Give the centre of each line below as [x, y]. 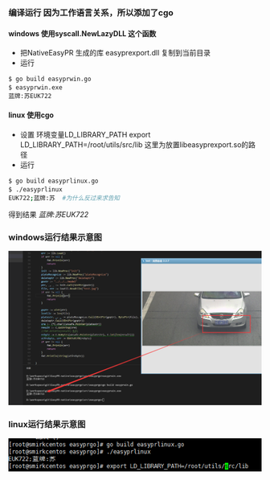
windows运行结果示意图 [55, 237]
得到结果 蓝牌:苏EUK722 [49, 214]
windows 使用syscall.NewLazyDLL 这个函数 [82, 33]
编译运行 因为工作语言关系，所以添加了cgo [91, 12]
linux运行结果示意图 [47, 425]
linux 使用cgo [31, 115]
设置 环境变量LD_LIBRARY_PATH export [85, 134]
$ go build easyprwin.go [50, 79]
